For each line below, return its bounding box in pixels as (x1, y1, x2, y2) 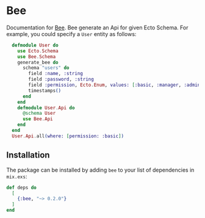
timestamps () (28, 87, 62, 93)
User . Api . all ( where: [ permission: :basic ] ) (12, 133, 124, 139)
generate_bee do (17, 59, 59, 65)
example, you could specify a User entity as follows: (6, 30, 137, 37)
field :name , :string (28, 71, 84, 77)
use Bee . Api (22, 116, 53, 122)
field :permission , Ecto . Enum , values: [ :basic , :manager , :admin (28, 82, 201, 89)
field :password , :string (28, 76, 95, 82)
